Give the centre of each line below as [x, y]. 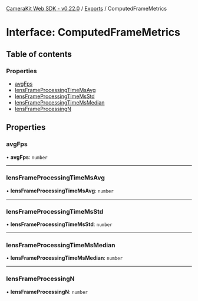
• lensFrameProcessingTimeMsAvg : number [60, 191]
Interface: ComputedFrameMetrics [93, 32]
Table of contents [39, 54]
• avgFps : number [27, 157]
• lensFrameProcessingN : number [47, 292]
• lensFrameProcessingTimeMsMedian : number [65, 258]
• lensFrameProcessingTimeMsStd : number [60, 224]
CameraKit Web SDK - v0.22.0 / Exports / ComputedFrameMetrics [86, 9]
